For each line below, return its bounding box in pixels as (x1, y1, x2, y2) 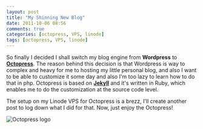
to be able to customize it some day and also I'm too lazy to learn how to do (6, 73, 195, 80)
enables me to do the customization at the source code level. (6, 86, 159, 93)
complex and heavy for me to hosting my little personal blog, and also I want (6, 67, 197, 73)
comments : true (6, 25, 45, 32)
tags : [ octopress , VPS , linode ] (6, 37, 88, 43)
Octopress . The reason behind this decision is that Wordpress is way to (6, 60, 185, 67)
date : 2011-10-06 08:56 (6, 20, 67, 26)
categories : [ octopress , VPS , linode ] (6, 31, 104, 38)
